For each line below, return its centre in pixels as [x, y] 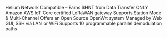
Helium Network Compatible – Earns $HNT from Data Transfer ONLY [77, 8]
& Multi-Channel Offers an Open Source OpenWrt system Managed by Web [84, 18]
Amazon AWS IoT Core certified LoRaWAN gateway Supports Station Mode [83, 13]
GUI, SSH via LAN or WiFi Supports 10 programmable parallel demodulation [84, 23]
